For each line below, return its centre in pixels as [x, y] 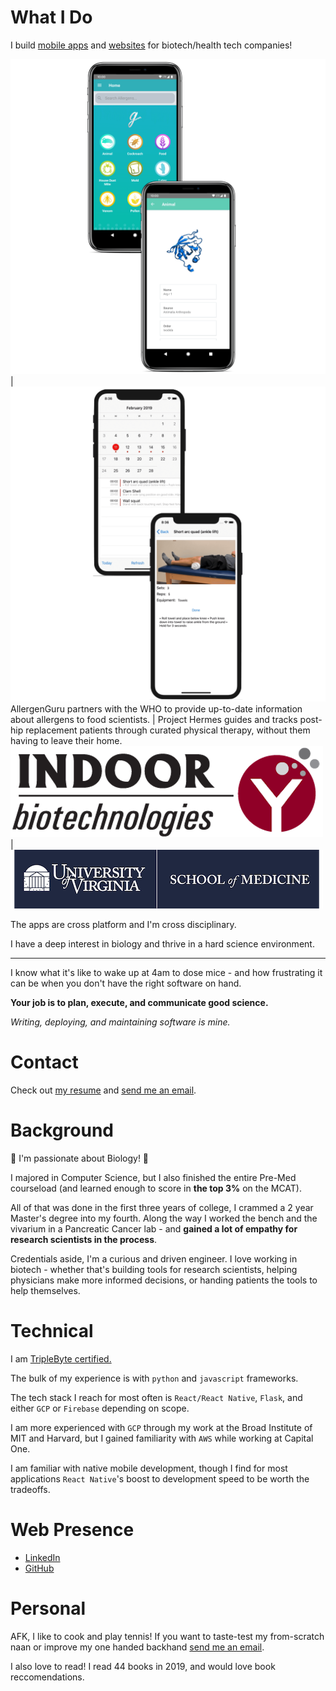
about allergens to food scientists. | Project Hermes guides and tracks [154, 719]
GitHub [39, 1568]
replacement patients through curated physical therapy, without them [168, 730]
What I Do [51, 17]
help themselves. [45, 1290]
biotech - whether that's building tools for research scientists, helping [154, 1269]
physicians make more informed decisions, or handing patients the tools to [164, 1280]
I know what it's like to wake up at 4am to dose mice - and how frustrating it [166, 972]
